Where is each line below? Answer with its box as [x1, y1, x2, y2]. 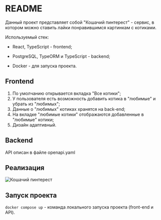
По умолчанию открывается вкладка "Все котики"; [12, 90, 121, 96]
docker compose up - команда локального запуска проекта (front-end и [5, 204, 154, 210]
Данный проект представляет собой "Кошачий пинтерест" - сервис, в [5, 19, 155, 25]
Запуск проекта [5, 191, 57, 199]
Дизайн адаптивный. [12, 122, 57, 128]
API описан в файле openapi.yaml [5, 149, 75, 155]
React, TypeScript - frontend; [12, 44, 72, 49]
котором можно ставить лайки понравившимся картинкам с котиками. [5, 24, 157, 30]
